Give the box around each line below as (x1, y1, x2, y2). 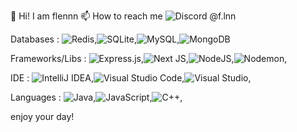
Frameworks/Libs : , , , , (10, 53, 288, 64)
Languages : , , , (10, 91, 183, 103)
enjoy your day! (10, 111, 75, 122)
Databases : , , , (10, 33, 180, 45)
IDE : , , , (10, 72, 252, 84)
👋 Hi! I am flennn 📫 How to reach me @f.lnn (10, 10, 237, 22)
